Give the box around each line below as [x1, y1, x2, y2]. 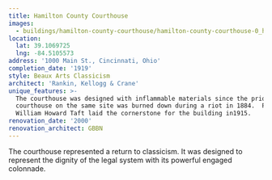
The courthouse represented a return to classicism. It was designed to [8, 146, 243, 156]
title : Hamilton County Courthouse [8, 11, 129, 20]
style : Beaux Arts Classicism [8, 72, 111, 80]
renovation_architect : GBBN [8, 124, 104, 132]
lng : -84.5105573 [15, 49, 74, 57]
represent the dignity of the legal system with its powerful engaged [8, 155, 232, 165]
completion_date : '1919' [8, 65, 92, 73]
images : [8, 19, 35, 27]
